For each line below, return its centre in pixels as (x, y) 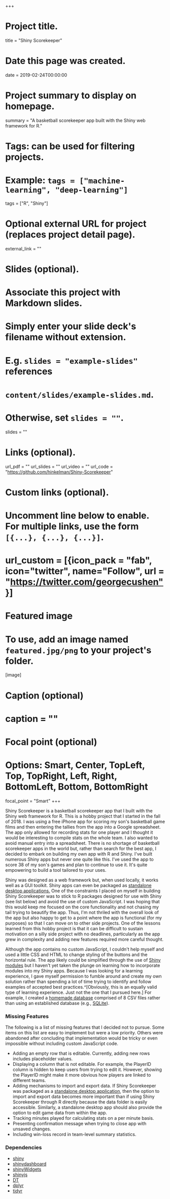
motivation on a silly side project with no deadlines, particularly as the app (83, 934)
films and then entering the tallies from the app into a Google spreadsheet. (83, 827)
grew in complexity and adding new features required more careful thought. (84, 939)
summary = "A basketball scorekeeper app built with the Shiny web (75, 120)
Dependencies (24, 1148)
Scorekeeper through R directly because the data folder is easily (80, 1102)
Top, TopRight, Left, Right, (61, 776)
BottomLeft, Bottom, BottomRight (77, 787)
